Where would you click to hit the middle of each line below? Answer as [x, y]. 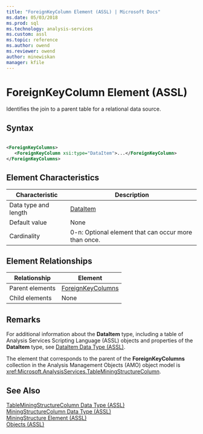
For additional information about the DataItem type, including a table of [95, 334]
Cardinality [25, 236]
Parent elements [33, 288]
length [18, 212]
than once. [85, 239]
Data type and [29, 205]
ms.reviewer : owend [31, 51]
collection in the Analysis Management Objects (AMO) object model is [93, 365]
